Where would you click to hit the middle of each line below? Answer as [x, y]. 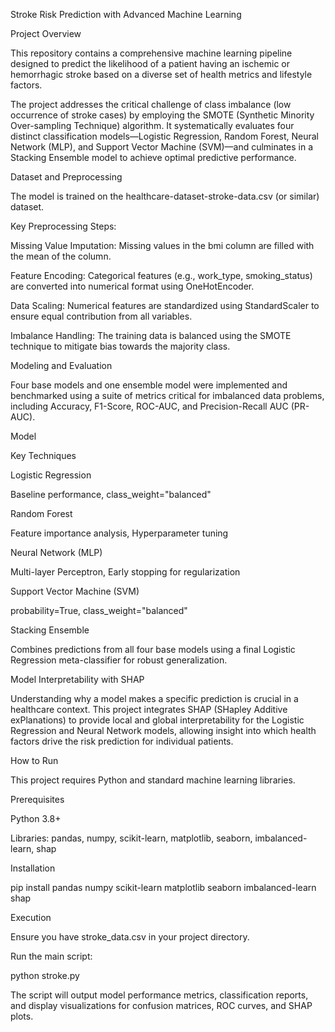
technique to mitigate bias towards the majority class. [120, 346]
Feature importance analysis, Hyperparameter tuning [119, 533]
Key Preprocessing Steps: [63, 226]
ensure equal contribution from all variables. [101, 316]
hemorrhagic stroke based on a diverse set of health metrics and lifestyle [161, 74]
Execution [31, 917]
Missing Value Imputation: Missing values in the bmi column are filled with [162, 245]
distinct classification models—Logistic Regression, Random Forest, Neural [164, 136]
